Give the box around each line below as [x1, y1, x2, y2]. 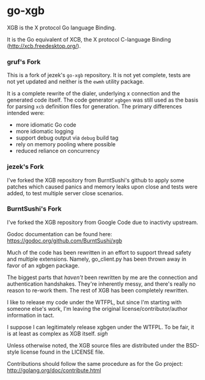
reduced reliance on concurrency [15, 147, 100, 155]
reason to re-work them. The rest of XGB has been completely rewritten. [7, 286, 189, 294]
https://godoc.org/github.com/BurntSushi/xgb [7, 237, 123, 244]
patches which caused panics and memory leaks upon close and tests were [7, 183, 198, 190]
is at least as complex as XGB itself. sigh [7, 330, 109, 337]
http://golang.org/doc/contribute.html [7, 367, 101, 374]
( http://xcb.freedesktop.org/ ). [7, 42, 81, 50]
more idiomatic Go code [15, 121, 77, 129]
